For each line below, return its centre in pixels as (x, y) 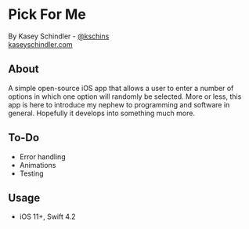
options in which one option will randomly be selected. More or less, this (125, 96)
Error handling (42, 156)
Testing (32, 173)
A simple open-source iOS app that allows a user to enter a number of (121, 88)
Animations (38, 165)
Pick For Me (47, 15)
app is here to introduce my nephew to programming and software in (119, 104)
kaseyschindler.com (40, 44)
